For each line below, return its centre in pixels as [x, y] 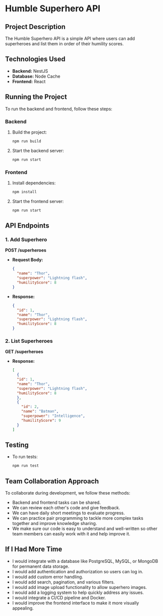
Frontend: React [29, 81]
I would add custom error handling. [48, 577]
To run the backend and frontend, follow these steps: [59, 109]
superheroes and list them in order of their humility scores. [64, 44]
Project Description [35, 27]
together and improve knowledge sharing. [54, 524]
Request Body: [27, 260]
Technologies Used [35, 59]
